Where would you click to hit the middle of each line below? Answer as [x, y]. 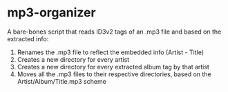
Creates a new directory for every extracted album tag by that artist [113, 67]
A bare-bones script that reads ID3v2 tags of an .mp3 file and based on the [114, 32]
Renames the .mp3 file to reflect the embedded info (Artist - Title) [111, 52]
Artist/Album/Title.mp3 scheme [62, 81]
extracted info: [28, 38]
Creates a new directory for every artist [73, 59]
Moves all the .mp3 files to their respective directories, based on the [114, 74]
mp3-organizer [51, 13]
